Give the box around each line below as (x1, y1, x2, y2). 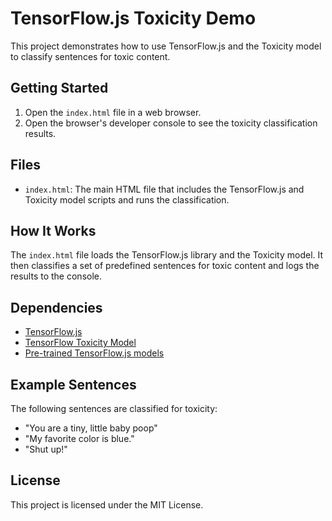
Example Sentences (10, 376, 137, 393)
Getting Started (10, 80, 109, 97)
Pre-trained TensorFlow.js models (24, 347, 165, 359)
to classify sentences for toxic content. (10, 50, 171, 62)
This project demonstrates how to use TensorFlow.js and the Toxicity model (10, 40, 322, 52)
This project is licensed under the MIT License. (10, 498, 204, 511)
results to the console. (10, 270, 103, 282)
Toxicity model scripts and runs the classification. (24, 193, 230, 206)
